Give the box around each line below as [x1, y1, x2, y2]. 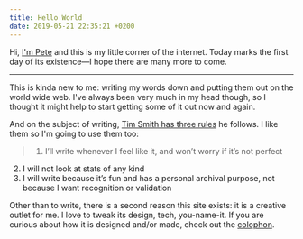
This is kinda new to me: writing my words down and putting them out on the [9, 82, 294, 93]
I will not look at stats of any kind [22, 163, 145, 174]
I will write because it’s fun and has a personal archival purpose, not [22, 172, 275, 183]
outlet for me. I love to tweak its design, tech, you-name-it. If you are [9, 209, 264, 220]
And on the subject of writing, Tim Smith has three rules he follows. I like [9, 118, 279, 129]
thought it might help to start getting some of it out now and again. [9, 101, 256, 112]
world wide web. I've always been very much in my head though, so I [9, 91, 266, 102]
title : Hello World [9, 13, 83, 23]
